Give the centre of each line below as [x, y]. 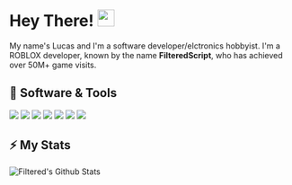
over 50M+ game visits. [53, 65]
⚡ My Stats [40, 145]
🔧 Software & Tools [63, 93]
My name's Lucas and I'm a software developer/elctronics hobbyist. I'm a [145, 46]
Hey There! [52, 21]
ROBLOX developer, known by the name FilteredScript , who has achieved [146, 55]
